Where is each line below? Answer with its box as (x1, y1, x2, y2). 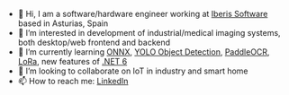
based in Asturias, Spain (17, 18, 109, 29)
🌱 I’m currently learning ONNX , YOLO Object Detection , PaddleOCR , (17, 47, 270, 57)
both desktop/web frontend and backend (17, 37, 171, 47)
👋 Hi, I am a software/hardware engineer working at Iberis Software (17, 9, 268, 19)
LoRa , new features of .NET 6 (17, 56, 128, 66)
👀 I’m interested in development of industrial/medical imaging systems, (17, 28, 281, 38)
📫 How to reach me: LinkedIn (17, 76, 129, 86)
